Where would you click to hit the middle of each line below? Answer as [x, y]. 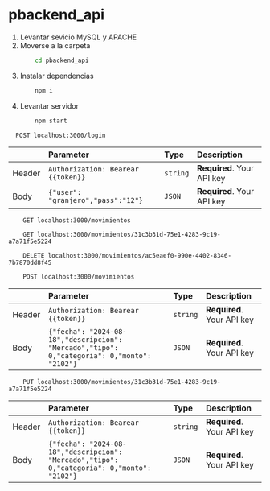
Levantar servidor [49, 105]
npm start [51, 121]
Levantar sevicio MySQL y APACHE [78, 37]
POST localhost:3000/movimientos [79, 276]
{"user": [65, 192]
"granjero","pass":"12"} [95, 200]
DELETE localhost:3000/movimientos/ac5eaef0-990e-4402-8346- [127, 255]
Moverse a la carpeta [55, 45]
